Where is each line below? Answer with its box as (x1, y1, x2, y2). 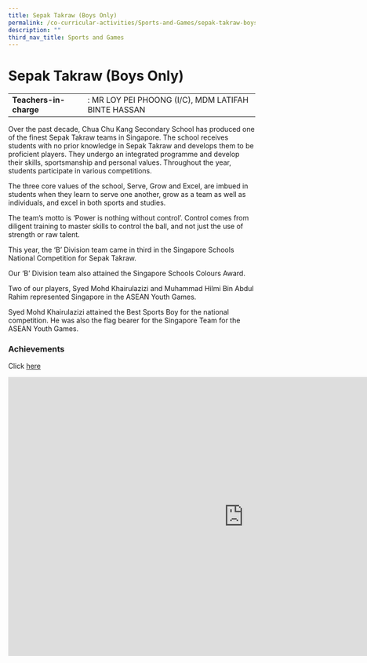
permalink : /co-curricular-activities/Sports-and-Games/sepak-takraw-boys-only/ (8, 19, 279, 27)
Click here (8, 362, 42, 371)
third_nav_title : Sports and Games (8, 33, 125, 42)
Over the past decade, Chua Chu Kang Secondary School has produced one (8, 125, 255, 134)
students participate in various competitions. (8, 166, 153, 176)
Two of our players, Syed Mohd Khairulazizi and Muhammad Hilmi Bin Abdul (8, 284, 254, 293)
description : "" (8, 26, 61, 34)
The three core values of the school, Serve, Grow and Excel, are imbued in (8, 181, 249, 191)
